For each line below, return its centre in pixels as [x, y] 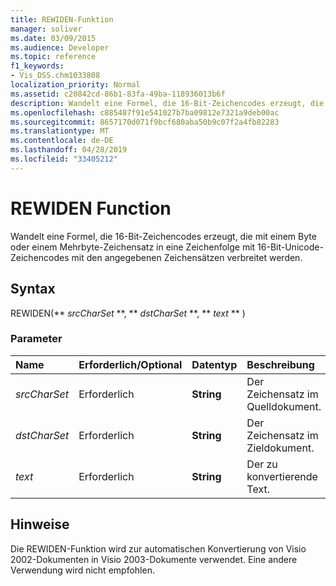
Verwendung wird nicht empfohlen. [82, 570]
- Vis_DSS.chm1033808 [55, 76]
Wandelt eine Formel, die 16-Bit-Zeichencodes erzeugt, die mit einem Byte [163, 236]
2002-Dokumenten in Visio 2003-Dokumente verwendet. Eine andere [154, 559]
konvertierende [282, 476]
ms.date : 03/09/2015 [53, 38]
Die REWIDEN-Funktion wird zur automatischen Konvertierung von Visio [158, 548]
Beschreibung [280, 364]
